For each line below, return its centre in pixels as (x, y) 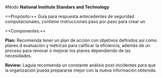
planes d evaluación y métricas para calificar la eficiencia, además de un (78, 45)
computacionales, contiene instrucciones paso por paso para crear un (75, 22)
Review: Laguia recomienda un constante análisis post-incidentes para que (81, 65)
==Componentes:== (25, 31)
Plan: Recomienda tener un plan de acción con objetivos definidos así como (81, 40)
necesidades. (18, 56)
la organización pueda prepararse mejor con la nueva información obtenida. (81, 70)
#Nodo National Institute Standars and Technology (57, 7)
